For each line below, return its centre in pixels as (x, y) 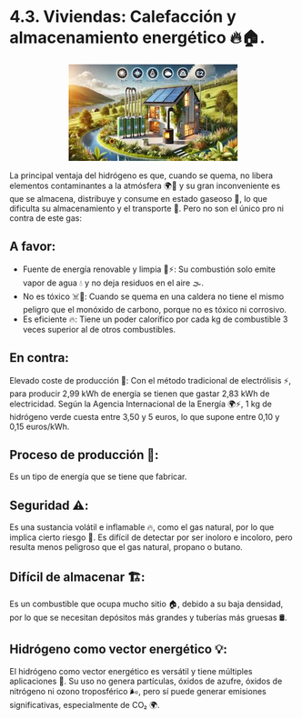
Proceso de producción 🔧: (84, 455)
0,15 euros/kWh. (40, 426)
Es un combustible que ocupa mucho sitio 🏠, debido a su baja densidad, (146, 604)
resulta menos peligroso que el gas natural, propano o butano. (126, 547)
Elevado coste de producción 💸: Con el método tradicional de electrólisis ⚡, (151, 380)
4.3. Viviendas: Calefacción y (123, 17)
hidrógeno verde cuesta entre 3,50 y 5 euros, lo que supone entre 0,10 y (145, 416)
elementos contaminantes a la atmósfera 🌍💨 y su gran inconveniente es (145, 185)
